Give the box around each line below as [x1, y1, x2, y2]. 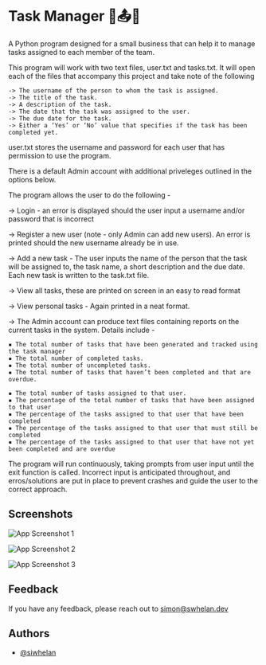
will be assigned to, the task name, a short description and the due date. [8, 261, 245, 272]
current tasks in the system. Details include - [8, 325, 155, 334]
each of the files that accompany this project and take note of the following [8, 71, 255, 80]
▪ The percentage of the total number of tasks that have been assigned [8, 396, 255, 404]
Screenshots [8, 507, 73, 521]
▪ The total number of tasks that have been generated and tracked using [8, 340, 259, 348]
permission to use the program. [8, 151, 111, 160]
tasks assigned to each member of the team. [8, 47, 155, 57]
